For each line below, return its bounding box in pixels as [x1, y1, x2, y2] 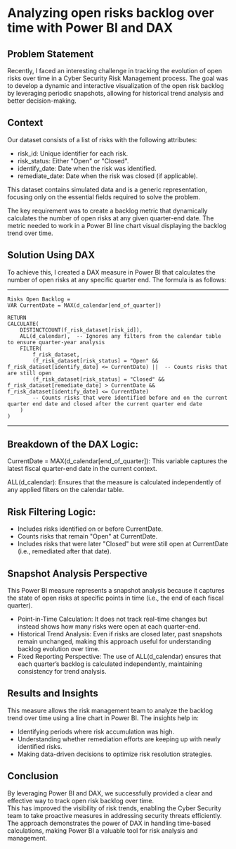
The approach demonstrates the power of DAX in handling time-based [7, 819, 211, 827]
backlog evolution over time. [17, 645, 100, 653]
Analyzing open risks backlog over [7, 5, 214, 21]
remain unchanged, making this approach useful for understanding [17, 637, 211, 646]
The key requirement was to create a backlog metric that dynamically [7, 206, 208, 215]
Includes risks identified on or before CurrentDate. [17, 524, 164, 533]
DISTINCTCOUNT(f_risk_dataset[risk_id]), [20, 326, 143, 334]
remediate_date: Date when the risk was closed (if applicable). [17, 171, 198, 180]
